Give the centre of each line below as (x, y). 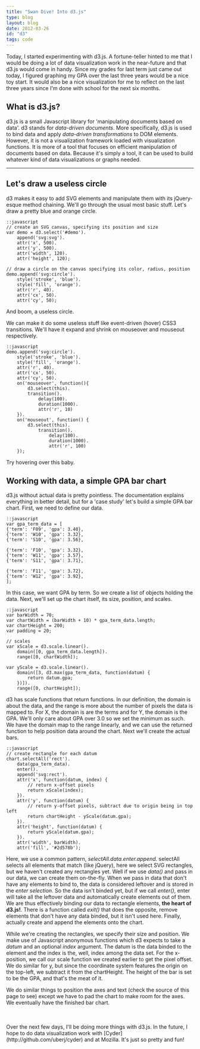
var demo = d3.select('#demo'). (46, 232)
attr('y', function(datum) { (53, 801)
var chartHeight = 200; (36, 626)
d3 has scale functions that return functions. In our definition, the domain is (99, 700)
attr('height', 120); (43, 258)
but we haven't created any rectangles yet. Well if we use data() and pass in (99, 872)
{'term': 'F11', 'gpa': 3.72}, (45, 571)
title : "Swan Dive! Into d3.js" (46, 12)
